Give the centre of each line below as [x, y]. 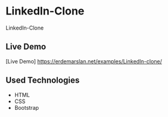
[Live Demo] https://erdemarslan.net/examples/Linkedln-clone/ [84, 61]
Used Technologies [42, 81]
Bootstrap [26, 107]
